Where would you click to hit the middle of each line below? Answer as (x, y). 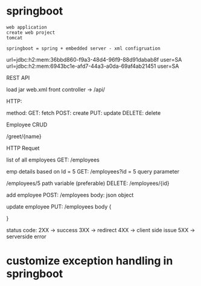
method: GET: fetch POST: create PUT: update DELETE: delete (84, 112)
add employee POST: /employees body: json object (70, 195)
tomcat (14, 37)
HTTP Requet (23, 148)
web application (27, 27)
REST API (18, 77)
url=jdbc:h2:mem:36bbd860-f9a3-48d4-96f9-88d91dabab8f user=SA (94, 59)
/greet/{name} (24, 136)
